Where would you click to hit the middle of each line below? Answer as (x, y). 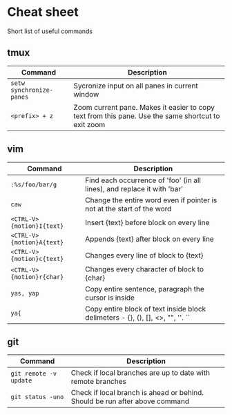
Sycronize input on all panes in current (136, 86)
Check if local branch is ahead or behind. (137, 393)
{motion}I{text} (37, 226)
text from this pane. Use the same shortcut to (147, 116)
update (21, 381)
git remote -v (34, 374)
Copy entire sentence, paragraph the (145, 289)
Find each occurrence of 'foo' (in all (143, 180)
